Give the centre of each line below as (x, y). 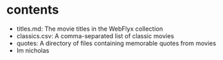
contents (33, 10)
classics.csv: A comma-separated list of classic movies (95, 35)
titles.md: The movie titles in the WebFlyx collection (90, 29)
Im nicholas (33, 50)
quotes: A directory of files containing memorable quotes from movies (116, 43)
